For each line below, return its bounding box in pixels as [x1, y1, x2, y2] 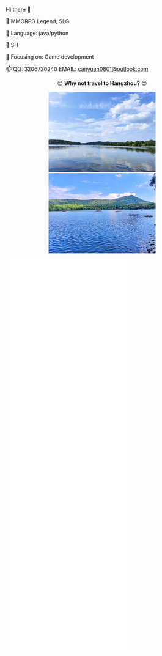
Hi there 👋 [6, 6, 31, 13]
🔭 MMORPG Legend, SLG [6, 18, 70, 24]
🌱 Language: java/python [6, 29, 69, 37]
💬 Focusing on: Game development [6, 53, 94, 61]
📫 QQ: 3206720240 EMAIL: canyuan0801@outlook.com [6, 65, 149, 73]
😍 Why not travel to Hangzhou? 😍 [57, 79, 147, 87]
